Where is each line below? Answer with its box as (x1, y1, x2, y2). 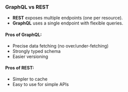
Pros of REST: (5, 65, 34, 71)
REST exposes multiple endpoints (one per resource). (12, 15, 123, 21)
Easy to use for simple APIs (12, 81, 69, 87)
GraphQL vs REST (5, 3, 49, 10)
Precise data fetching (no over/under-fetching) (12, 42, 109, 48)
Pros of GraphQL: (5, 31, 42, 37)
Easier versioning (12, 53, 48, 59)
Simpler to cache (12, 76, 47, 82)
